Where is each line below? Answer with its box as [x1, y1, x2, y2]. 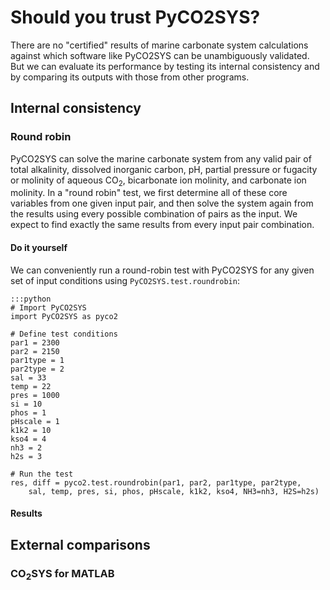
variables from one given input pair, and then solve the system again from [10, 197, 314, 210]
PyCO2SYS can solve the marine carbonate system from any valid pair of [10, 152, 312, 165]
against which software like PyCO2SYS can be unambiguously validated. [10, 49, 310, 61]
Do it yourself [10, 242, 68, 254]
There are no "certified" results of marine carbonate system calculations [10, 39, 309, 51]
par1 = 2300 [10, 337, 60, 348]
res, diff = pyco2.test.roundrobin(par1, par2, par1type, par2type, [10, 477, 302, 488]
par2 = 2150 [10, 346, 60, 356]
